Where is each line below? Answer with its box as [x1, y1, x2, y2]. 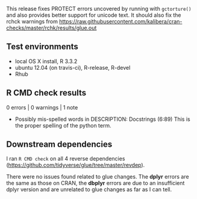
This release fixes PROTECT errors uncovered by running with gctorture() [6, 5, 192, 12]
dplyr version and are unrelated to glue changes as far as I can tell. [6, 186, 172, 193]
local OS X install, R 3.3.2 [14, 57, 78, 65]
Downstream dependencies [6, 139, 113, 150]
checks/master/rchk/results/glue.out [6, 24, 97, 31]
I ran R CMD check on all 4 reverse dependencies [6, 155, 125, 162]
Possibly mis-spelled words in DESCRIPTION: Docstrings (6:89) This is [14, 115, 191, 123]
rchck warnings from [6, 18, 58, 25]
